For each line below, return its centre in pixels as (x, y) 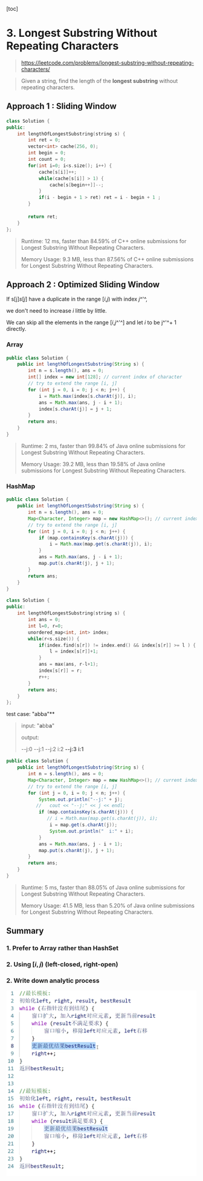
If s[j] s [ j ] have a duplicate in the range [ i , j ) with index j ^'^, (77, 299)
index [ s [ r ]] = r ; (60, 671)
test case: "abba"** (31, 714)
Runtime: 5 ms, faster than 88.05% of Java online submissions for (103, 887)
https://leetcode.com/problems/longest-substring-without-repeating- (108, 62)
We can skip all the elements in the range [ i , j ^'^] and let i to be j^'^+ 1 (92, 322)
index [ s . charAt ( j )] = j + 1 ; (75, 409)
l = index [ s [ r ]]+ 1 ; (74, 652)
